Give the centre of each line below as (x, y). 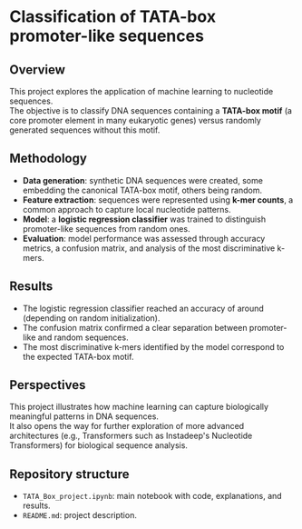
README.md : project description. (80, 515)
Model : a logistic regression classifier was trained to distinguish (144, 219)
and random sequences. (83, 337)
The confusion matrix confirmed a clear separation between (135, 327)
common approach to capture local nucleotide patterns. (127, 209)
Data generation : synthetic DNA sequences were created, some (142, 180)
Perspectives (48, 385)
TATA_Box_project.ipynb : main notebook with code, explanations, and (152, 496)
